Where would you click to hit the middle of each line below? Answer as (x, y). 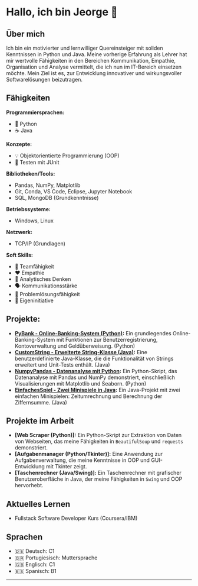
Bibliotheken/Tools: (31, 173)
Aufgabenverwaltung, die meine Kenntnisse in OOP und (82, 460)
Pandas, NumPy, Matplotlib (47, 185)
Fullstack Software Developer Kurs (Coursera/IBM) (76, 518)
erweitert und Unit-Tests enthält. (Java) (62, 365)
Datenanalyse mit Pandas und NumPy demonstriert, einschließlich (95, 377)
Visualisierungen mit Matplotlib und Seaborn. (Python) (80, 383)
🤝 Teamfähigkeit (34, 266)
